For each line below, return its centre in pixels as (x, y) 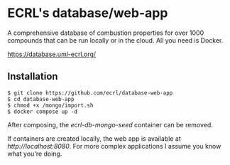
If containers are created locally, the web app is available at (94, 138)
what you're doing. (35, 154)
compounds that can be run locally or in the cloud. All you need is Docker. (115, 40)
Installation (33, 76)
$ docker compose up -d (43, 112)
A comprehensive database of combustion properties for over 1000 (106, 33)
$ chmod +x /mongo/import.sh (50, 105)
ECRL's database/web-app (88, 13)
